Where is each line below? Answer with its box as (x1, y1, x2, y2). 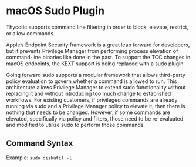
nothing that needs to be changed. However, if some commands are (6, 109, 171, 116)
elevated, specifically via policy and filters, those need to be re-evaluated (6, 115, 184, 122)
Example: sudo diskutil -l (6, 154, 72, 161)
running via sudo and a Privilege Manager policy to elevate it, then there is (6, 102, 185, 109)
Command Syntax (6, 138, 73, 148)
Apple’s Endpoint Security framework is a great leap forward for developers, (6, 41, 190, 48)
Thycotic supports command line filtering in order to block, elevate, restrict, (6, 24, 189, 31)
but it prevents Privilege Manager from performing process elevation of (6, 47, 178, 54)
